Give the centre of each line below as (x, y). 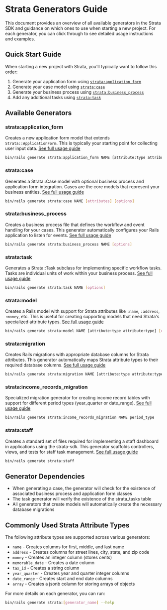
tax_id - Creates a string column (46, 568)
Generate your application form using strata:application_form (77, 81)
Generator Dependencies (45, 476)
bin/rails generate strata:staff (40, 461)
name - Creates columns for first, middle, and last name (68, 547)
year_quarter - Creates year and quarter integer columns (71, 573)
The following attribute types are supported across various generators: (78, 537)
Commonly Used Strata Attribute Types (67, 525)
